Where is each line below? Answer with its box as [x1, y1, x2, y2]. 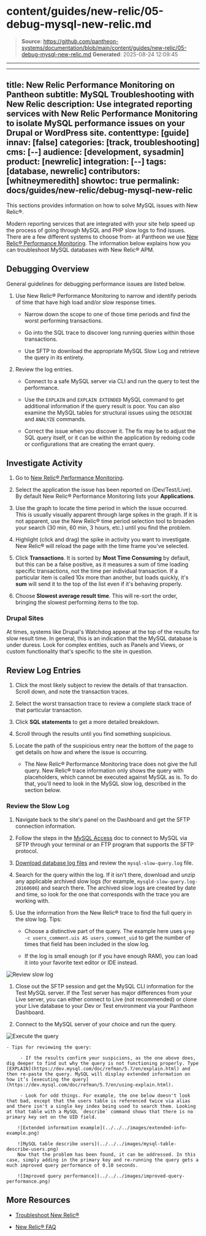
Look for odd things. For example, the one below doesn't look [25, 1093, 191, 1099]
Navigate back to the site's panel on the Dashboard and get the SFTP [15, 815, 191, 823]
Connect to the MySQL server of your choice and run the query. [15, 1020, 177, 1028]
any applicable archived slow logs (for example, [15, 877, 136, 885]
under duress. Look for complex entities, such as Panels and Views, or [6, 641, 185, 648]
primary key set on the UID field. [6, 1114, 97, 1120]
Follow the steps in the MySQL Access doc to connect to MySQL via [15, 834, 188, 841]
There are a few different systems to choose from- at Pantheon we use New [6, 233, 199, 240]
